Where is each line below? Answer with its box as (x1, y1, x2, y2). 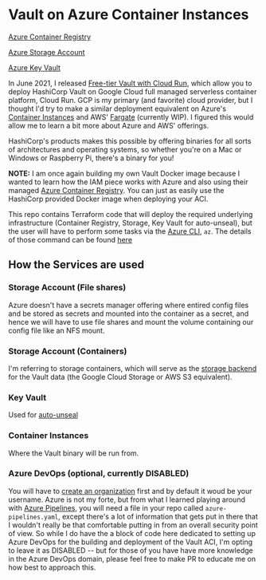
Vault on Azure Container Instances (8, 6, 249, 24)
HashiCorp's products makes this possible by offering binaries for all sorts (8, 136, 252, 145)
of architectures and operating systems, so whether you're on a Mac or (8, 144, 242, 154)
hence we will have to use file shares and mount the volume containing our (8, 317, 254, 326)
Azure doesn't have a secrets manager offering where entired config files (8, 300, 249, 310)
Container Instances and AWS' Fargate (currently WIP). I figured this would (8, 112, 254, 121)
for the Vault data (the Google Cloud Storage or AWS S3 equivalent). (8, 372, 233, 381)
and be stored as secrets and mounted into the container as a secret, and (8, 309, 249, 318)
